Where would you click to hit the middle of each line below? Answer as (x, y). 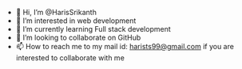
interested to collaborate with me (70, 58)
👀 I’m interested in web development (76, 21)
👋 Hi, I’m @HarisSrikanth (56, 12)
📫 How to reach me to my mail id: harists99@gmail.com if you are (125, 46)
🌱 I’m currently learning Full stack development (93, 29)
